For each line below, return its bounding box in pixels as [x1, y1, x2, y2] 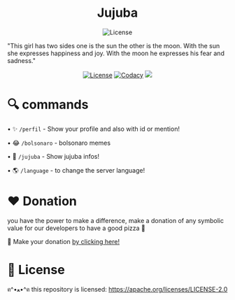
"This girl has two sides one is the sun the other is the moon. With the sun [7, 41, 220, 50]
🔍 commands [7, 97, 89, 113]
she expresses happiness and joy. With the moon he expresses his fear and [7, 49, 225, 57]
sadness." [7, 56, 36, 64]
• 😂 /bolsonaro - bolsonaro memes [7, 138, 111, 147]
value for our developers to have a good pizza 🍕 [7, 224, 145, 232]
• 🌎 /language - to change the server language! [7, 166, 145, 174]
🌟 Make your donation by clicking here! [7, 237, 120, 245]
